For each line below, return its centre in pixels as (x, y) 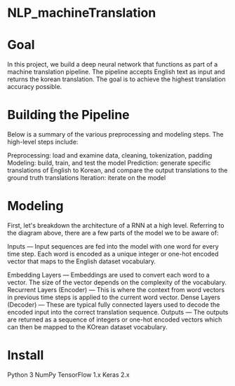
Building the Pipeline (68, 115)
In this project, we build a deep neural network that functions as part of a (113, 64)
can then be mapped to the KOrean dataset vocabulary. (87, 327)
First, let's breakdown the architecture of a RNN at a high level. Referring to (116, 225)
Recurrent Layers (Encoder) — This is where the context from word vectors (116, 290)
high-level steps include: (43, 142)
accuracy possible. (35, 87)
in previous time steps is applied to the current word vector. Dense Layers (114, 297)
